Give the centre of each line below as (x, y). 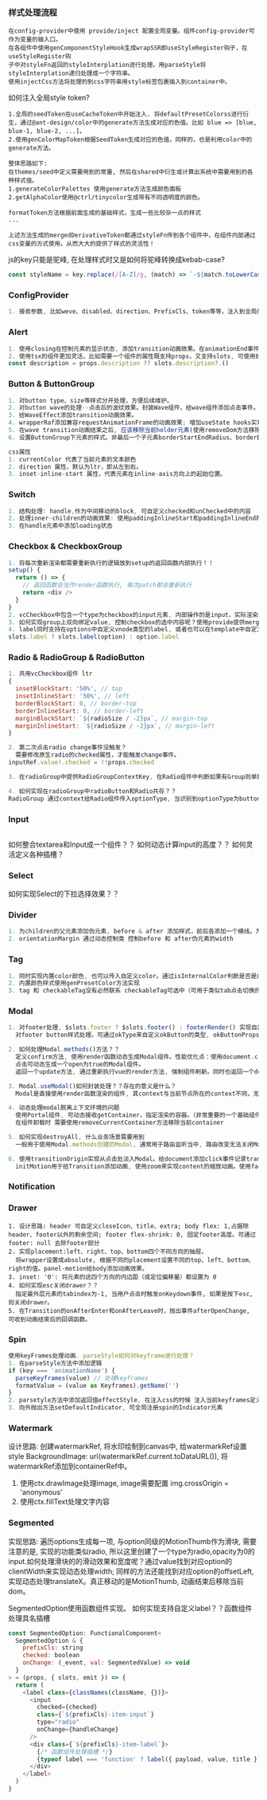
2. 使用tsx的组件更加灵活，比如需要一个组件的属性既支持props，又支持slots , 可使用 (132, 356)
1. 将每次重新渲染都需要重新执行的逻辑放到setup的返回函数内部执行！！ (111, 563)
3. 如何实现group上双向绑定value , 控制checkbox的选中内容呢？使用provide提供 (127, 622)
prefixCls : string (53, 1648)
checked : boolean (51, 1656)
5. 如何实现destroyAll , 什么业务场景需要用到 (76, 1138)
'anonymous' (41, 1492)
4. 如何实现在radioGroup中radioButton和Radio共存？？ (93, 791)
